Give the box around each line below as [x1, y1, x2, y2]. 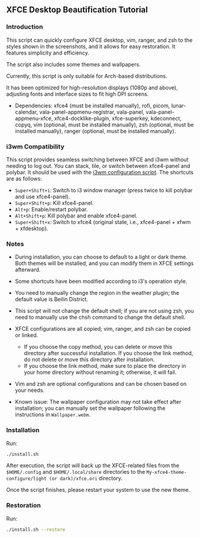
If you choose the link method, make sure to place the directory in [23, 362, 187, 370]
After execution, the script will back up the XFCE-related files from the [6, 462, 180, 469]
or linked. [14, 332, 38, 339]
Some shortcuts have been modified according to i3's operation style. [14, 278, 187, 285]
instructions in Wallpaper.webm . [14, 411, 91, 418]
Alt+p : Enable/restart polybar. [14, 205, 88, 213]
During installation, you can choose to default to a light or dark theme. [14, 253, 187, 261]
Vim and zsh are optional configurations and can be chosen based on [14, 380, 187, 388]
